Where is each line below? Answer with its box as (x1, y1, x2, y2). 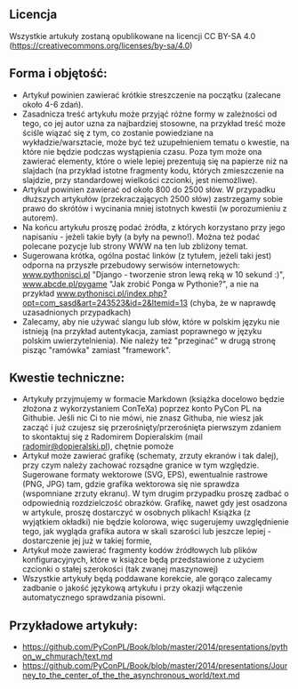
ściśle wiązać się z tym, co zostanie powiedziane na (21, 127, 213, 138)
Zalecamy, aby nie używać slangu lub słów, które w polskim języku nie (21, 316, 280, 327)
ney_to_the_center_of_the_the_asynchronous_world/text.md (21, 670, 240, 681)
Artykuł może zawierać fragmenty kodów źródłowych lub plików (21, 545, 258, 556)
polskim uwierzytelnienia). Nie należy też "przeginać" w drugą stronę (21, 335, 276, 346)
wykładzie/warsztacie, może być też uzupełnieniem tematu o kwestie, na (21, 137, 290, 148)
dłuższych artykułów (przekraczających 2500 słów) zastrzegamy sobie (21, 193, 283, 204)
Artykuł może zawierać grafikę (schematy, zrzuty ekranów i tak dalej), (21, 451, 279, 461)
